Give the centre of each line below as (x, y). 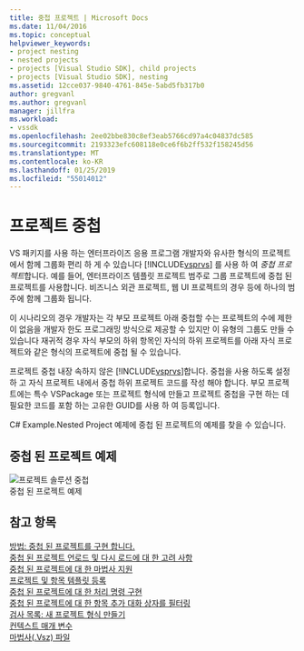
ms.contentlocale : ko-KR (56, 161)
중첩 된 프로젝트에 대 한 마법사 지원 (71, 568)
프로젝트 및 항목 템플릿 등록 (58, 580)
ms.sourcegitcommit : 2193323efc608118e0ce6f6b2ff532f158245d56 (132, 145)
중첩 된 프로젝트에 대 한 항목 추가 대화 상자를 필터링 (100, 603)
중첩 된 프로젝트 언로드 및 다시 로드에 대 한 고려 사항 (101, 557)
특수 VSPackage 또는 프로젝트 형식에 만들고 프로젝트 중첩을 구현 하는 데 (161, 394)
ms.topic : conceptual (50, 35)
